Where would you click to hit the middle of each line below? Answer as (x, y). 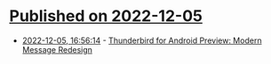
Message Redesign (57, 49)
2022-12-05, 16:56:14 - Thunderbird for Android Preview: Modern (142, 40)
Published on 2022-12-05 (106, 16)
